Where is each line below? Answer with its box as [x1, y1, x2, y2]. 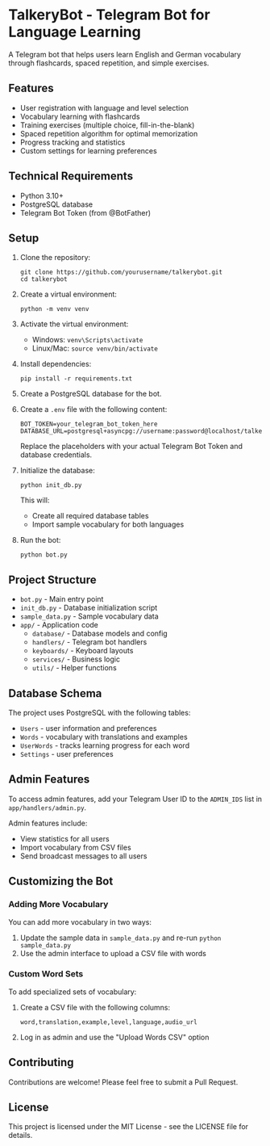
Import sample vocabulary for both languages [31, 519, 185, 530]
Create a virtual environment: [19, 289, 117, 300]
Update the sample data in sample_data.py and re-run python [19, 933, 222, 942]
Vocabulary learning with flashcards [19, 111, 140, 121]
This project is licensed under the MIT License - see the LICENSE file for [8, 1122, 248, 1131]
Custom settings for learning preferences [19, 145, 157, 155]
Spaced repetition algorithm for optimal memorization [19, 128, 198, 138]
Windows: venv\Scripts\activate [31, 335, 143, 345]
